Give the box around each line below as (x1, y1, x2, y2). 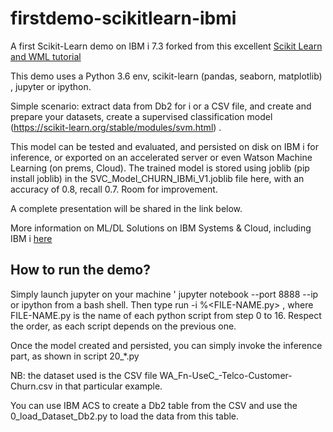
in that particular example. (54, 380, 163, 392)
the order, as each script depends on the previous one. (10, 320, 237, 332)
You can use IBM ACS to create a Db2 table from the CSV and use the (10, 399, 298, 411)
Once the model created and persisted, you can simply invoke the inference (10, 339, 323, 351)
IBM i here (10, 232, 53, 244)
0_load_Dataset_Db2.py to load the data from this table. (10, 410, 240, 422)
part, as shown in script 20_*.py (10, 350, 140, 362)
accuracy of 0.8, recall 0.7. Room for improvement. (10, 183, 218, 195)
